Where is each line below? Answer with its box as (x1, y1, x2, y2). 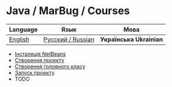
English (9, 35, 29, 43)
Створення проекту (14, 56, 65, 63)
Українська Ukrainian (100, 35, 163, 43)
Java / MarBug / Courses (6, 4, 130, 18)
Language (9, 25, 38, 34)
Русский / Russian (43, 35, 95, 43)
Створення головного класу (14, 63, 85, 70)
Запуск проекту (14, 69, 55, 76)
